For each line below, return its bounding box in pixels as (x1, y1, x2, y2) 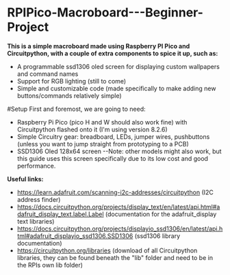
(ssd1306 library (134, 231, 181, 240)
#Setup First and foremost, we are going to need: (7, 105, 146, 113)
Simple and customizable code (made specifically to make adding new (16, 84, 216, 92)
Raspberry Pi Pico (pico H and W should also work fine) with (16, 118, 188, 126)
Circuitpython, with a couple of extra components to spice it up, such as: (7, 49, 218, 57)
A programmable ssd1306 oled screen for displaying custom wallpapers (16, 62, 220, 70)
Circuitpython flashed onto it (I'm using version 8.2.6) (16, 125, 168, 133)
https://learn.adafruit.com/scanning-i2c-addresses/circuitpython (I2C (16, 188, 214, 196)
